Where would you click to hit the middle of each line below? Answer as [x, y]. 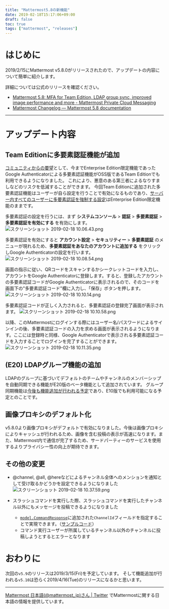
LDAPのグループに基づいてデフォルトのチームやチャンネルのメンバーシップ [83, 378]
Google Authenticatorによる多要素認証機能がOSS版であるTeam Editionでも [83, 174]
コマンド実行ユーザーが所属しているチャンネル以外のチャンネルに [88, 530]
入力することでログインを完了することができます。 [67, 342]
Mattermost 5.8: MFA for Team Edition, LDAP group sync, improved [82, 97]
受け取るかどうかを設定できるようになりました [70, 483]
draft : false [19, 19]
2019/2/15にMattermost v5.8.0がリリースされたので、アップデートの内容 [80, 70]
